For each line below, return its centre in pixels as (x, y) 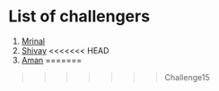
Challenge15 (187, 77)
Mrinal (33, 41)
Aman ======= (52, 60)
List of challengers (79, 17)
